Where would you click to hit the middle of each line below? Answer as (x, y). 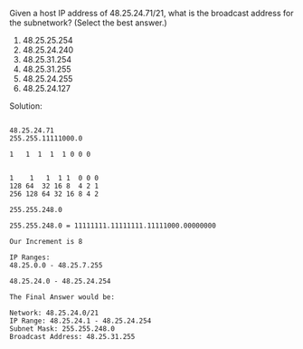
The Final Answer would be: (62, 297)
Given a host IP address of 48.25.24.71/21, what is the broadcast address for (151, 13)
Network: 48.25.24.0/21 (54, 313)
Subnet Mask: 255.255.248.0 (62, 329)
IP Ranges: (30, 257)
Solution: (26, 106)
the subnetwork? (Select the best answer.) (88, 23)
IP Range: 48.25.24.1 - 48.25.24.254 (80, 321)
